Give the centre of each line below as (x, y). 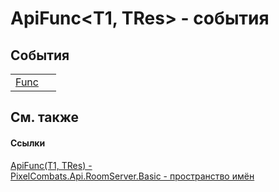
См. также (45, 117)
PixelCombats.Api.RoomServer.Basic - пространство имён (132, 176)
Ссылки (28, 143)
